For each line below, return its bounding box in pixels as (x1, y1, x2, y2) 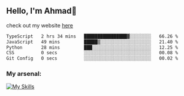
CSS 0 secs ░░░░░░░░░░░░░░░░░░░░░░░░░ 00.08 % (6, 50, 179, 56)
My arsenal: (6, 70, 42, 78)
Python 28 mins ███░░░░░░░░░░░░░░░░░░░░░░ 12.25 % (6, 44, 179, 51)
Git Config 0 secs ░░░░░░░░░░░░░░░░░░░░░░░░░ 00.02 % (6, 55, 179, 61)
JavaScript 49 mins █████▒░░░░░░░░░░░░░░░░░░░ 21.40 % (6, 39, 179, 45)
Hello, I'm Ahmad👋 (6, 6, 77, 16)
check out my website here (6, 21, 74, 29)
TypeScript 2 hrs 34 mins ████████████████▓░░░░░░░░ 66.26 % (6, 33, 179, 39)
